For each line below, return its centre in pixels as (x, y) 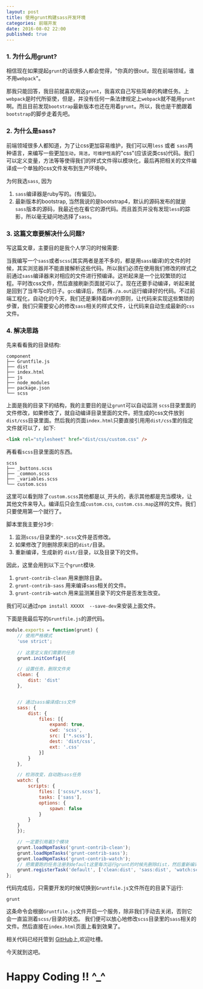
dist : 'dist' (44, 680)
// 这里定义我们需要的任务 (46, 652)
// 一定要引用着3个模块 (43, 842)
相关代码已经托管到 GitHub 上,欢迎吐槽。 (56, 939)
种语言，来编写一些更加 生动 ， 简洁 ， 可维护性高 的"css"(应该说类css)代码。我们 (100, 153)
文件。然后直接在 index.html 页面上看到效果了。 (65, 926)
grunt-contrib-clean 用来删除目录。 (60, 578)
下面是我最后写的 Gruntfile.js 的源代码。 (57, 619)
